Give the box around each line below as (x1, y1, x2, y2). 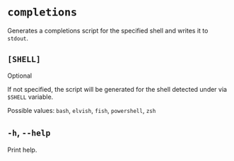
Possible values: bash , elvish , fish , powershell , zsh (7, 106, 156, 114)
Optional (7, 71, 33, 80)
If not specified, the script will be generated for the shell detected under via (7, 85, 228, 93)
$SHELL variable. (7, 93, 54, 101)
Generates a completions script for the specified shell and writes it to (7, 26, 209, 35)
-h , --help (7, 126, 51, 139)
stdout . (7, 34, 28, 42)
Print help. (7, 145, 37, 154)
